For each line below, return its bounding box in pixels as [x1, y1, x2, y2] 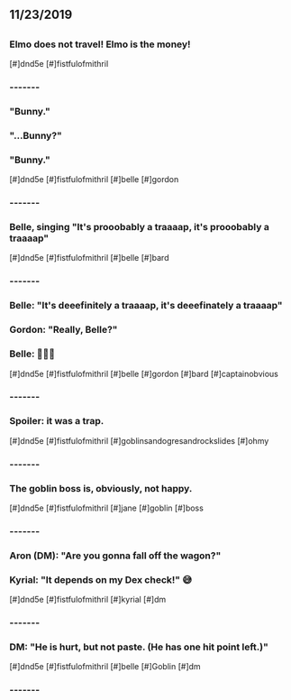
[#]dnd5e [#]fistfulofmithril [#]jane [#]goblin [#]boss [9, 502, 205, 513]
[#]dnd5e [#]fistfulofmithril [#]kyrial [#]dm [9, 594, 167, 605]
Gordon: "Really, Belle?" [9, 324, 118, 336]
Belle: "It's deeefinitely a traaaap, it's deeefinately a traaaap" [9, 299, 283, 312]
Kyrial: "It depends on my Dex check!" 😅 [9, 573, 192, 585]
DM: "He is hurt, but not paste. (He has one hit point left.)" [9, 640, 268, 653]
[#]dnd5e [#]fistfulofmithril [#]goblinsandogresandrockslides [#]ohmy [9, 435, 269, 446]
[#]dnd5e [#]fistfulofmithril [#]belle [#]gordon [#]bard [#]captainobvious [9, 368, 279, 379]
